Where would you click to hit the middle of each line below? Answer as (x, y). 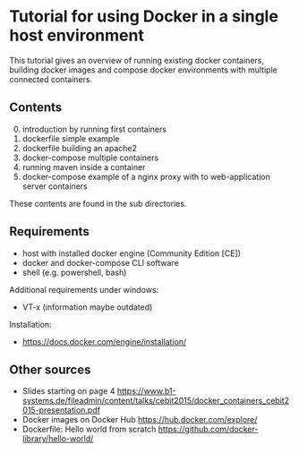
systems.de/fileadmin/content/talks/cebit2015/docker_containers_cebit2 (155, 401)
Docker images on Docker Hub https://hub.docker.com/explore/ (140, 420)
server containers (55, 186)
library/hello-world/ (58, 439)
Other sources (50, 369)
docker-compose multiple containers (90, 158)
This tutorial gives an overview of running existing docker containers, (137, 60)
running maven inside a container (84, 167)
